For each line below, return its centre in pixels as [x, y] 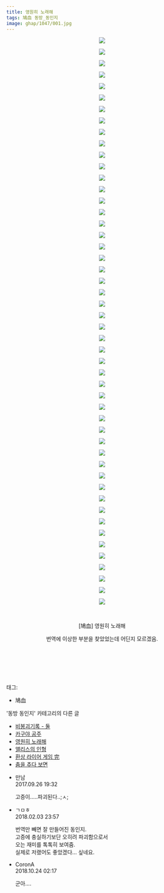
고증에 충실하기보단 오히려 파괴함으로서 [61, 837]
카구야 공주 [28, 734]
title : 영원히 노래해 [30, 12]
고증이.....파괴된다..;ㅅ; [42, 797]
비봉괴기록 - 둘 [32, 726]
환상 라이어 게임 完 [37, 757]
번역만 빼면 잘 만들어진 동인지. [51, 829]
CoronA [25, 864]
